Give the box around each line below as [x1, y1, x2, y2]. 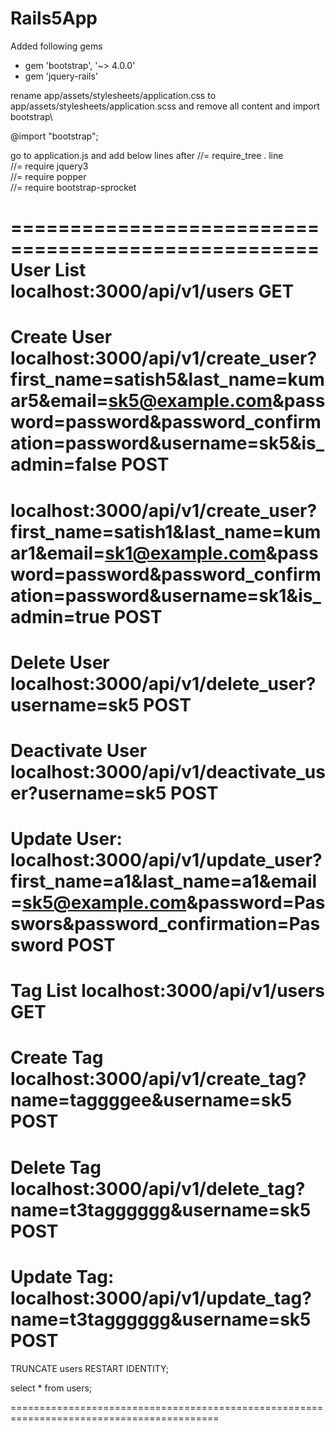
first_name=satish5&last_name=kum [10, 368, 325, 391]
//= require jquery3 [10, 160, 89, 172]
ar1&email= [10, 542, 106, 564]
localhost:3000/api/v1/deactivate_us [10, 760, 326, 783]
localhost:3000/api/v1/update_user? [10, 849, 323, 872]
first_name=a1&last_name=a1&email [10, 870, 318, 893]
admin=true [10, 605, 111, 628]
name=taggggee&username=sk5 [10, 1089, 293, 1112]
